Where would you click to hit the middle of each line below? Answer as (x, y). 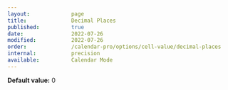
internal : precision (54, 54)
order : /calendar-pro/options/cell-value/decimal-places (114, 47)
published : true (46, 27)
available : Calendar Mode (60, 60)
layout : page (46, 14)
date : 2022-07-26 (55, 34)
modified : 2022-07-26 (55, 40)
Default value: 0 (31, 80)
